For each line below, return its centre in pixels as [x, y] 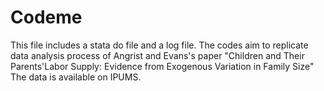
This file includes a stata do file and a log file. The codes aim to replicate [159, 45]
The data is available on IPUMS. [76, 77]
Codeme [46, 17]
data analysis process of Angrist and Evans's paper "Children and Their [157, 55]
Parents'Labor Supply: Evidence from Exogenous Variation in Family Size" [162, 66]
